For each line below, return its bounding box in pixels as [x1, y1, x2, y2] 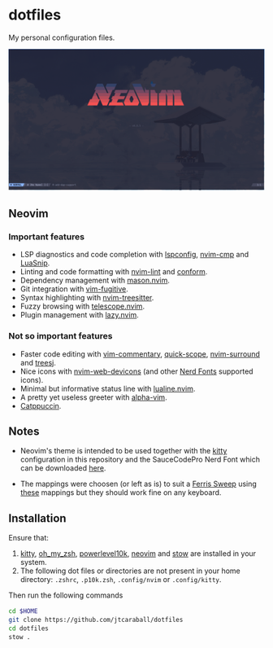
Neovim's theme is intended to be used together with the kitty [19, 446, 227, 456]
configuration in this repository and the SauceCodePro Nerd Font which [19, 454, 260, 465]
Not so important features [8, 331, 113, 342]
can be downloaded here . [19, 463, 106, 473]
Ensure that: [8, 533, 49, 543]
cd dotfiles [8, 624, 49, 633]
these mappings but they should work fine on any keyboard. [19, 488, 222, 497]
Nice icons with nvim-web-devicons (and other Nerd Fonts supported [19, 366, 253, 376]
